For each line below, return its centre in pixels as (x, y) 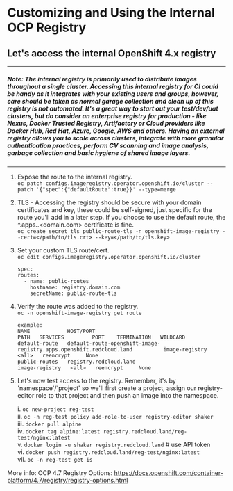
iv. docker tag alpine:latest (59, 431)
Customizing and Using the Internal (111, 13)
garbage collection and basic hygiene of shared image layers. (99, 153)
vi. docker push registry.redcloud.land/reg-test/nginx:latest (108, 452)
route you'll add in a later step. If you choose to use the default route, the (121, 217)
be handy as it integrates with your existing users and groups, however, (113, 94)
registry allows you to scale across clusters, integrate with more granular (115, 138)
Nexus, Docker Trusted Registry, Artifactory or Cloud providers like (106, 123)
